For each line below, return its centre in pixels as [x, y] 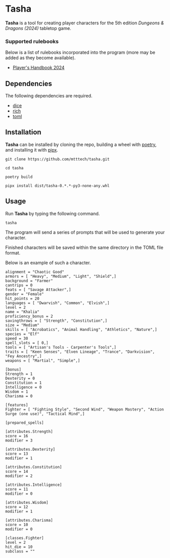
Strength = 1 [19, 374]
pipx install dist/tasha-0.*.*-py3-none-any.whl [57, 185]
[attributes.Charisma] [29, 520]
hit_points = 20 [22, 299]
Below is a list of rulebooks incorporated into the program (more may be [80, 52]
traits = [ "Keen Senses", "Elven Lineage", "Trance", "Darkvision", [80, 352]
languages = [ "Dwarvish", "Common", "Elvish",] [57, 303]
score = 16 [17, 436]
